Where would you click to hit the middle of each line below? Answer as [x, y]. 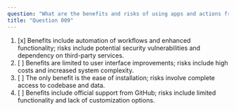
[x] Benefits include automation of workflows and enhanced [104, 40]
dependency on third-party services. [71, 55]
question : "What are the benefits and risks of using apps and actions [114, 14]
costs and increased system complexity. [76, 70]
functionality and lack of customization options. [86, 100]
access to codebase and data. [61, 85]
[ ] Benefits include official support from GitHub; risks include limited [117, 93]
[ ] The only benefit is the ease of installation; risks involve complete [116, 77]
